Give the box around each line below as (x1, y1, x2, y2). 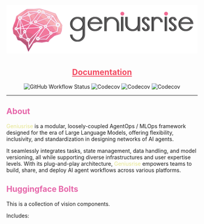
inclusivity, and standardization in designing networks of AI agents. (6, 135, 174, 143)
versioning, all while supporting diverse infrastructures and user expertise (6, 154, 191, 161)
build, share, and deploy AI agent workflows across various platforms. (6, 166, 182, 174)
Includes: (6, 212, 29, 219)
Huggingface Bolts (6, 184, 79, 194)
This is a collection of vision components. (6, 200, 110, 208)
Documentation (72, 67, 132, 77)
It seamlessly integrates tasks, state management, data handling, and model (6, 147, 197, 154)
